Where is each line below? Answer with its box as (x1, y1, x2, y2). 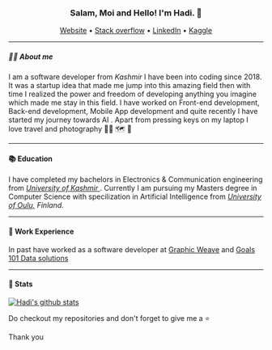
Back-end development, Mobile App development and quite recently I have (8, 107, 258, 116)
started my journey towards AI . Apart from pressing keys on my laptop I (8, 115, 249, 124)
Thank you (8, 331, 45, 342)
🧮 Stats (8, 279, 33, 289)
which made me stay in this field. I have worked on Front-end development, (8, 98, 261, 108)
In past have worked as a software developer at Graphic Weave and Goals (8, 244, 256, 254)
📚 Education (8, 154, 53, 163)
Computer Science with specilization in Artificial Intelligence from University (8, 192, 261, 201)
